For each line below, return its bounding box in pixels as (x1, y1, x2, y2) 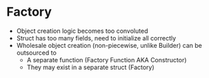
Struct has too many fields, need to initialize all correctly (16, 34, 177, 42)
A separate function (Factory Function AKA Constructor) (26, 55, 187, 64)
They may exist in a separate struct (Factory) (26, 63, 155, 71)
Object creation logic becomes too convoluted (16, 27, 148, 35)
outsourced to (16, 49, 57, 57)
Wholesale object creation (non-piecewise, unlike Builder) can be (16, 41, 203, 49)
